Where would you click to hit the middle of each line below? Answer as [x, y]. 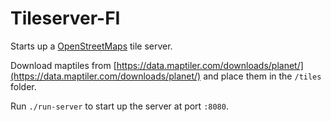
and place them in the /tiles [262, 76]
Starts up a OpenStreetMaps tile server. [91, 46]
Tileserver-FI [65, 18]
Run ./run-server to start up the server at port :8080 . [119, 106]
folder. [23, 86]
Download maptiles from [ [63, 65]
